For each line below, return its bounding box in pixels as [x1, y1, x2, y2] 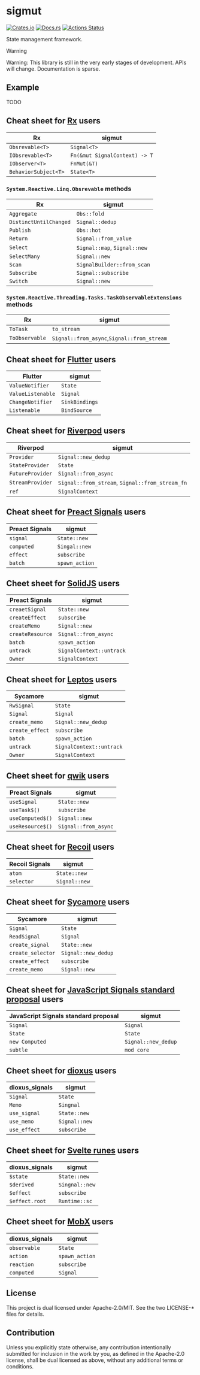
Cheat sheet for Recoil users [6, 842, 115, 852]
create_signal [9, 941, 50, 948]
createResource [9, 631, 53, 638]
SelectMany [9, 253, 40, 260]
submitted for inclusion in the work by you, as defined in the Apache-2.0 [6, 1350, 184, 1357]
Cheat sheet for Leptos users [6, 674, 117, 685]
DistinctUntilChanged [9, 219, 71, 225]
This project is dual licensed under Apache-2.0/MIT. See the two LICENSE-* [6, 1304, 195, 1311]
